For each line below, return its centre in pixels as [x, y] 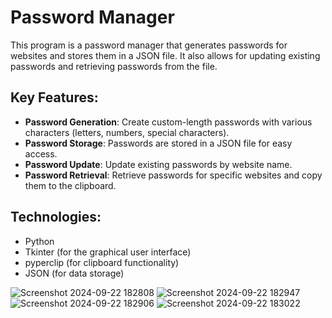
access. [41, 153]
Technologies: [56, 217]
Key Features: [54, 97]
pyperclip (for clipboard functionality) [102, 262]
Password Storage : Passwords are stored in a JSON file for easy [158, 143]
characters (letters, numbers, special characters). [127, 132]
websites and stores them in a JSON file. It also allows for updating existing [165, 55]
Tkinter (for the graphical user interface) [108, 252]
